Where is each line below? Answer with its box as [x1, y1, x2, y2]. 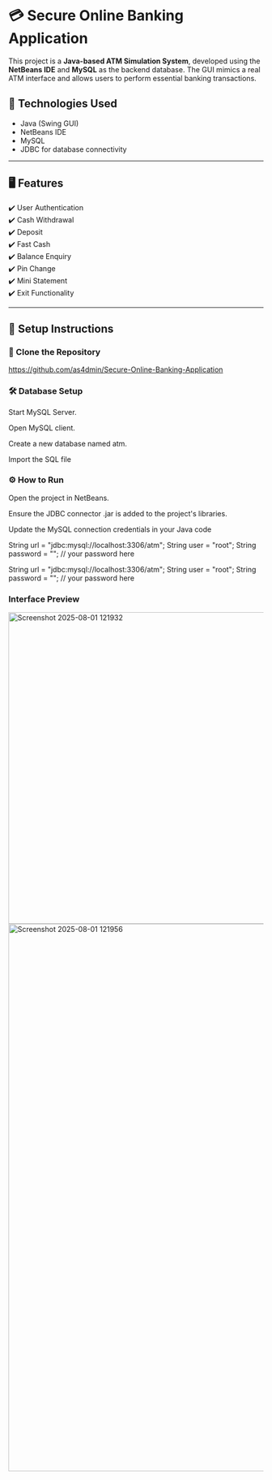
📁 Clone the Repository [8, 346, 101, 357]
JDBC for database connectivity [19, 144, 127, 154]
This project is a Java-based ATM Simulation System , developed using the [8, 56, 261, 66]
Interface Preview [8, 593, 80, 605]
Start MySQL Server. [8, 407, 77, 416]
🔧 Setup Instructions [8, 321, 114, 335]
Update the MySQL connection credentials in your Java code [8, 524, 212, 534]
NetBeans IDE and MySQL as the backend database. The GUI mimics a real [8, 64, 261, 74]
